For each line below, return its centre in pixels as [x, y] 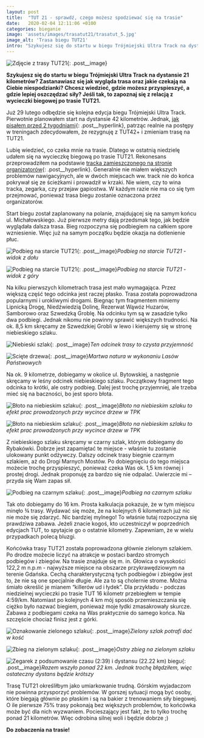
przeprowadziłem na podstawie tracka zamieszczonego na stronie [89, 163]
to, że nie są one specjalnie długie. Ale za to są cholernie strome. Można [97, 580]
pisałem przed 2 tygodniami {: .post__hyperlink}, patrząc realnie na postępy [100, 125]
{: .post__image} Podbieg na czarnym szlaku [136, 492]
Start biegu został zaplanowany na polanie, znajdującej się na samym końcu [101, 213]
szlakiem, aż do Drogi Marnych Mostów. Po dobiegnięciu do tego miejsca [98, 461]
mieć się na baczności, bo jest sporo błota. [60, 394]
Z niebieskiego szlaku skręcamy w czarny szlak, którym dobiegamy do [95, 442]
